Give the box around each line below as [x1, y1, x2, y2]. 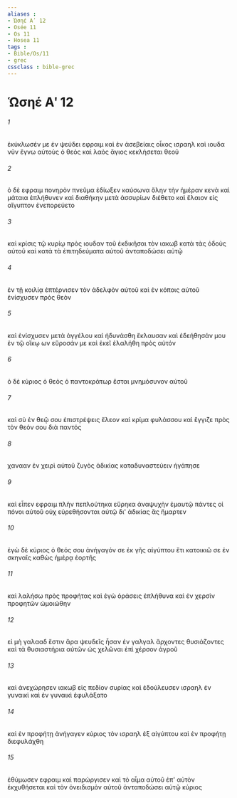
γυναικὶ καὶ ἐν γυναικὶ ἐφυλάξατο [7, 691, 108, 700]
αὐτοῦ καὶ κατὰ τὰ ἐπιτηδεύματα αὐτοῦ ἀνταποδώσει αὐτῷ [7, 247, 183, 256]
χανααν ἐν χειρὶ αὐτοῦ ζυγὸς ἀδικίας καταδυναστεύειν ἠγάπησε [7, 461, 201, 470]
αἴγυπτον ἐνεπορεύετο [7, 201, 75, 210]
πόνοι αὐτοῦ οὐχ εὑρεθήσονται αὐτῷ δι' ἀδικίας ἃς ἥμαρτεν [7, 507, 186, 516]
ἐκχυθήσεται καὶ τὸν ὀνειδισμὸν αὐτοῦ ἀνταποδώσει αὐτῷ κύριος [7, 782, 203, 791]
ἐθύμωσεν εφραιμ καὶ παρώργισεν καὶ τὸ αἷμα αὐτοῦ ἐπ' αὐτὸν [7, 775, 195, 784]
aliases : [7, 10, 37, 18]
